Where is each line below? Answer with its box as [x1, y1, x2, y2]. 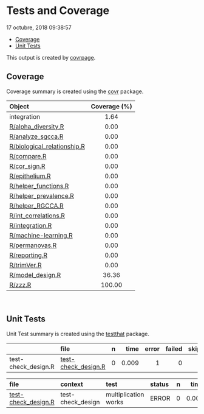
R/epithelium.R [9, 172, 51, 180]
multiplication [106, 390, 144, 399]
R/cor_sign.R [9, 162, 46, 170]
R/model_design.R [9, 270, 61, 279]
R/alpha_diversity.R [9, 122, 64, 131]
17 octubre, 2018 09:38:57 [6, 24, 72, 31]
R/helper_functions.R [9, 181, 69, 190]
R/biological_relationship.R [9, 142, 85, 150]
